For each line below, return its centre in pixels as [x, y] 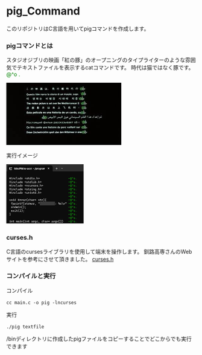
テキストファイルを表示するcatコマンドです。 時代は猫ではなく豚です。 [105, 68]
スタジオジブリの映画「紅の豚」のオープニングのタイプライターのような [96, 60]
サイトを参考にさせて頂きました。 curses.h [60, 259]
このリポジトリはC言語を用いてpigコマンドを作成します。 [78, 28]
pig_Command [43, 11]
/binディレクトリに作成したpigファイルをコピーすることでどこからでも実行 [99, 339]
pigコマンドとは [30, 45]
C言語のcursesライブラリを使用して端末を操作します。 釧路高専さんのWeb [99, 251]
